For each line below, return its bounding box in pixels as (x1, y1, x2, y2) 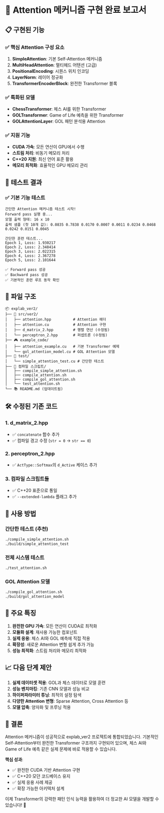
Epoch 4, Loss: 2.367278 (5, 253, 56, 258)
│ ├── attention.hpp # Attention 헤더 (5, 317, 106, 322)
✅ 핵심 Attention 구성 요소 (5, 44, 65, 51)
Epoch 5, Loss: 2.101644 (5, 258, 56, 263)
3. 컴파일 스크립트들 (5, 475, 49, 482)
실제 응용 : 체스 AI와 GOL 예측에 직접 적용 (12, 635, 91, 641)
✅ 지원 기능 (5, 132, 30, 139)
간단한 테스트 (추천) (5, 525, 48, 532)
